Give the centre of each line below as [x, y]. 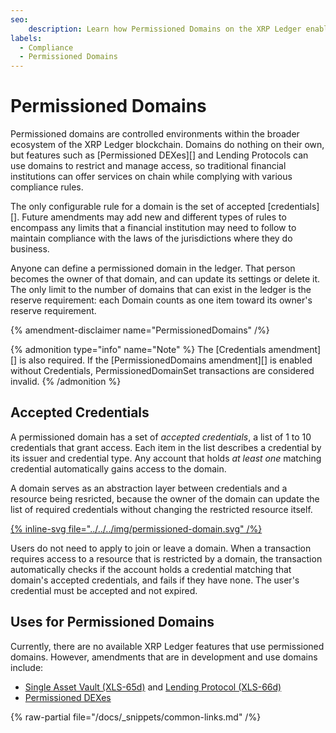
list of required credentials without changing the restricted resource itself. [161, 509]
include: [27, 667]
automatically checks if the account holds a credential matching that [151, 569]
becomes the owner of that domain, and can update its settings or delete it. [165, 279]
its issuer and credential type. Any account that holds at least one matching [166, 458]
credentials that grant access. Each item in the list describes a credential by [166, 447]
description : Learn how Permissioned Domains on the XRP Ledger [165, 29]
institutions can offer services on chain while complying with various [151, 177]
